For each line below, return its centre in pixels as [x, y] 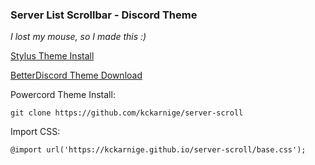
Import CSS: [35, 132]
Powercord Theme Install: [63, 95]
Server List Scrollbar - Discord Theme [104, 15]
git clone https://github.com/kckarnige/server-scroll [127, 113]
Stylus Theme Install [52, 56]
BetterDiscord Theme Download [76, 75]
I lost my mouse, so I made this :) [78, 37]
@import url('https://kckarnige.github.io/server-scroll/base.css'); [158, 150]
